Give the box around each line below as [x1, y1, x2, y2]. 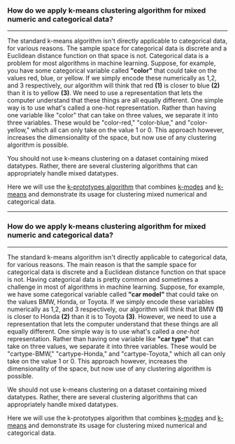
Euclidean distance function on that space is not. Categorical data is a [7, 52, 209, 60]
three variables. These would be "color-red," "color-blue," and [7, 118, 187, 127]
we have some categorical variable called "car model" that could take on [7, 289, 219, 299]
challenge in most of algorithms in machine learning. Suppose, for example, [7, 282, 225, 291]
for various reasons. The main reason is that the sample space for [7, 260, 197, 268]
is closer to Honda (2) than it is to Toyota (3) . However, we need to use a [7, 312, 217, 320]
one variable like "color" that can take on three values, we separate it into [7, 111, 219, 120]
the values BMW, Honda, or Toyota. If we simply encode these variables [7, 297, 215, 306]
